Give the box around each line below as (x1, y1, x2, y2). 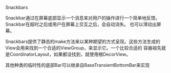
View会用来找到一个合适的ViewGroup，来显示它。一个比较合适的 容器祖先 (5, 45, 162, 51)
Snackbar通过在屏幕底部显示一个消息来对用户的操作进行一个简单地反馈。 (5, 15, 160, 21)
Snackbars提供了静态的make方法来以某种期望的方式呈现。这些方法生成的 (5, 38, 160, 44)
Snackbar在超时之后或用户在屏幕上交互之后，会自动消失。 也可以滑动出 (5, 21, 157, 27)
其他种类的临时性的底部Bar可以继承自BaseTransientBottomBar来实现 (5, 62, 150, 68)
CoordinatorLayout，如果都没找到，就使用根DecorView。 (9, 51, 131, 57)
